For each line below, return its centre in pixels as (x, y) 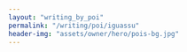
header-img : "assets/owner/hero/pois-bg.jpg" (93, 33)
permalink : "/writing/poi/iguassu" (74, 26)
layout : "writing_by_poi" (56, 17)
